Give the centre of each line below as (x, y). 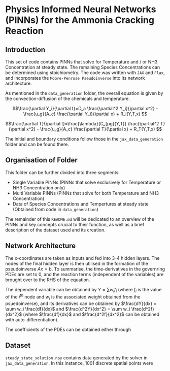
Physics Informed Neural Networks (81, 9)
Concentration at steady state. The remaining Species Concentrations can (83, 67)
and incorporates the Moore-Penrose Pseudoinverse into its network (75, 78)
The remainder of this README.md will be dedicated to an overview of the (80, 219)
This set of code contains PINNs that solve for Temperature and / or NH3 (81, 62)
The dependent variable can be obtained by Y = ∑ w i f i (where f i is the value (83, 290)
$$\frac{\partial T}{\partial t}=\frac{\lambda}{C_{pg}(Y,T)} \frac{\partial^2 (82, 124)
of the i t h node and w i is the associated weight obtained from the (73, 297)
